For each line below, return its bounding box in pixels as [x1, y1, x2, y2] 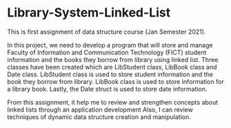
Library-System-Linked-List [7, 5, 171, 21]
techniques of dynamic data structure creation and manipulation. [7, 112, 191, 121]
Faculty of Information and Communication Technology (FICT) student [7, 48, 207, 56]
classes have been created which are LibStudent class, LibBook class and [7, 63, 217, 71]
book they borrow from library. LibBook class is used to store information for [7, 77, 224, 85]
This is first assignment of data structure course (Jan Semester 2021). [7, 28, 206, 36]
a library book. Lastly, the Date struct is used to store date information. [7, 85, 208, 93]
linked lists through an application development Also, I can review [7, 105, 193, 114]
